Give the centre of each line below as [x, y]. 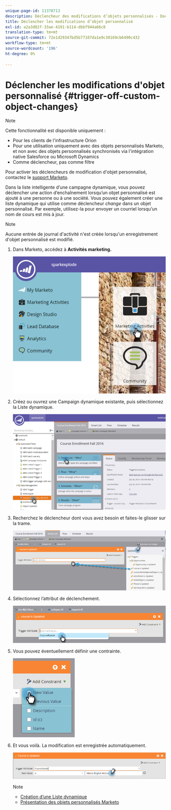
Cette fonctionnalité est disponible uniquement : [55, 130]
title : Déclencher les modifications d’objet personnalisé [69, 21]
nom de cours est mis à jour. [35, 215]
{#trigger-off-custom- [112, 96]
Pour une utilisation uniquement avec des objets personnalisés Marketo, [88, 146]
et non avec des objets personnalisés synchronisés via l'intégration [83, 151]
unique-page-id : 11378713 [33, 11]
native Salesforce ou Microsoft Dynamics [56, 157]
